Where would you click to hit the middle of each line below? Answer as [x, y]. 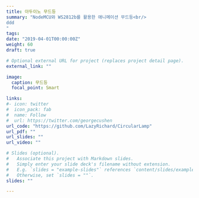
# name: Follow [26, 115]
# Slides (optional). [33, 153]
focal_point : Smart [36, 88]
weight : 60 [20, 45]
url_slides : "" [25, 137]
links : [14, 99]
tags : [13, 34]
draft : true [21, 50]
